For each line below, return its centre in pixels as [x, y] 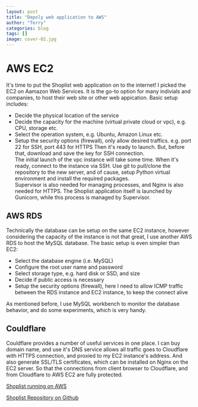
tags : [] [17, 34]
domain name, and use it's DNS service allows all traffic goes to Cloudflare [97, 349]
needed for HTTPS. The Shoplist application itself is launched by [93, 191]
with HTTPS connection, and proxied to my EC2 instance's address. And [94, 355]
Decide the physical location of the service [67, 115]
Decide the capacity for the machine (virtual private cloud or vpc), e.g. [100, 122]
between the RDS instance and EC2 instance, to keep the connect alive [101, 292]
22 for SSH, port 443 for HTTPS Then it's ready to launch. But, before [100, 147]
